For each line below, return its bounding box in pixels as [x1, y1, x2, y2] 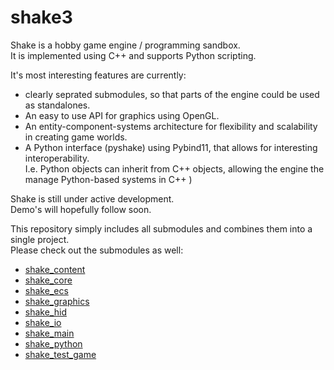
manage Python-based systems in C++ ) [24, 173, 193, 185]
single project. [10, 233, 70, 245]
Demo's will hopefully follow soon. [10, 203, 152, 215]
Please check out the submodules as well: [10, 244, 184, 256]
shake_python [24, 337, 83, 350]
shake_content [24, 263, 86, 275]
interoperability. [24, 152, 90, 164]
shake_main [24, 327, 75, 339]
